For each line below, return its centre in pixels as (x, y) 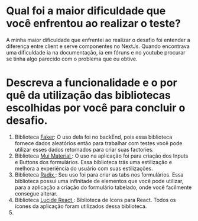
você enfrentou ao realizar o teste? (94, 23)
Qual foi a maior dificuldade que (86, 11)
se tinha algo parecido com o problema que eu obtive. (72, 59)
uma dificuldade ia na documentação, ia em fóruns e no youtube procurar (96, 52)
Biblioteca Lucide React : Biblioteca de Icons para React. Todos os (95, 200)
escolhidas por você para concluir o (96, 108)
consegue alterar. (36, 193)
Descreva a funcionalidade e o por (92, 83)
